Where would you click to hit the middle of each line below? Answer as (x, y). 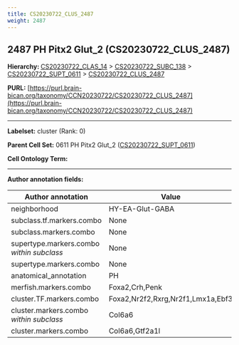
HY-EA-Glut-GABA (142, 209)
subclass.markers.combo (53, 232)
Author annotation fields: (46, 180)
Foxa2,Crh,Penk (135, 287)
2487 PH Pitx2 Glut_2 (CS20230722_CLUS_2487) (119, 50)
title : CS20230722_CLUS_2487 (51, 14)
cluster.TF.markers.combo (55, 299)
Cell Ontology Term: (38, 159)
